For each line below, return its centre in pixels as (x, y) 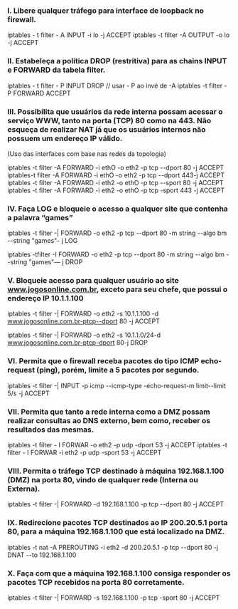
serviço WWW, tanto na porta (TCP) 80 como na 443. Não (109, 120)
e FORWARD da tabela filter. (56, 70)
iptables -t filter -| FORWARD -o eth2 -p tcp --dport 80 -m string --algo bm (117, 233)
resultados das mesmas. (51, 430)
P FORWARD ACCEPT (39, 93)
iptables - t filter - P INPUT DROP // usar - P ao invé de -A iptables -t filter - (117, 85)
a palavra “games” (40, 217)
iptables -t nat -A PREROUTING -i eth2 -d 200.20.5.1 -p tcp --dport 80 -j (113, 547)
